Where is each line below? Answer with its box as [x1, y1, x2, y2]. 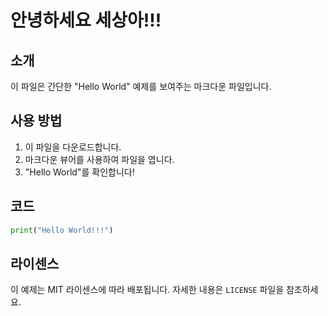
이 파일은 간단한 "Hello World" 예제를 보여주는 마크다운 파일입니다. [10, 81, 272, 92]
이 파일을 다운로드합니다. [24, 141, 122, 153]
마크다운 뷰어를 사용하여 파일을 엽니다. [24, 153, 175, 165]
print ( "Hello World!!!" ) [10, 225, 114, 235]
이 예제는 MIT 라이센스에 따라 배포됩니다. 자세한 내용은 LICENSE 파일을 [10, 284, 285, 296]
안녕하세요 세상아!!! [10, 9, 162, 32]
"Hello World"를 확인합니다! [24, 166, 135, 178]
